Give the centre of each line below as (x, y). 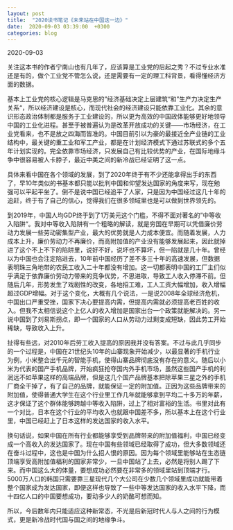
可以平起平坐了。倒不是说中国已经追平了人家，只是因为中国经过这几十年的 (119, 192)
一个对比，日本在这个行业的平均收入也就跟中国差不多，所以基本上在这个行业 (116, 412)
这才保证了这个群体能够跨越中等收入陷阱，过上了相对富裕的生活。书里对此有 (116, 404)
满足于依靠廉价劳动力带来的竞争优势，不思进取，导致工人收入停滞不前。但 (119, 276)
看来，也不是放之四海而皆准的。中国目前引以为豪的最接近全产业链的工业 (122, 134)
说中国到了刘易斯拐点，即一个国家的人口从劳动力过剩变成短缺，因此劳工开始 (116, 319)
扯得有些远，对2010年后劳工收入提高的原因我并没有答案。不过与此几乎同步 (114, 343)
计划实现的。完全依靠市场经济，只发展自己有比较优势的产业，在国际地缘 (116, 151)
